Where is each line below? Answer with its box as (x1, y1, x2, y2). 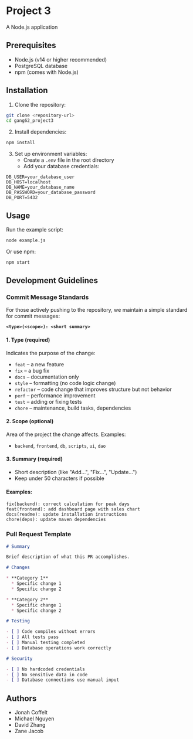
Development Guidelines (6, 275, 99, 285)
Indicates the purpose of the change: (6, 349, 96, 356)
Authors (6, 693, 37, 703)
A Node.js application (6, 23, 58, 30)
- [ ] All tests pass (6, 634, 59, 640)
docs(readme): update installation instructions (6, 512, 127, 517)
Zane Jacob (14, 728, 44, 735)
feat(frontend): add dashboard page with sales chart (6, 506, 141, 512)
